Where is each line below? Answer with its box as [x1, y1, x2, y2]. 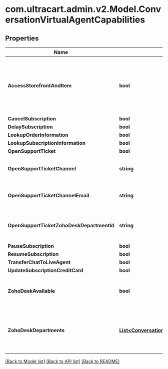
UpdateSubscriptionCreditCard [7, 267, 83, 274]
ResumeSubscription [7, 251, 59, 258]
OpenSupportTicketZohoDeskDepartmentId [7, 222, 114, 229]
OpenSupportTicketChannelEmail [7, 192, 89, 199]
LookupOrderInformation [7, 131, 68, 138]
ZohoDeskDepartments [7, 327, 65, 334]
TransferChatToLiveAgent [7, 259, 71, 266]
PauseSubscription [7, 243, 54, 249]
